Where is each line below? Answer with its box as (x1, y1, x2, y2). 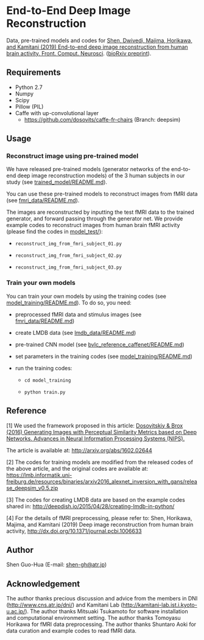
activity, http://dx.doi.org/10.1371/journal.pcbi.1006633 (6, 527, 142, 535)
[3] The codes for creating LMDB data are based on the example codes (6, 496, 186, 503)
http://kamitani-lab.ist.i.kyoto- (122, 601, 198, 609)
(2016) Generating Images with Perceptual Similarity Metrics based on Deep (6, 428, 197, 435)
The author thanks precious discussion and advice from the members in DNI (6, 595, 198, 602)
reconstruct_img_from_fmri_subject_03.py (15, 264, 122, 271)
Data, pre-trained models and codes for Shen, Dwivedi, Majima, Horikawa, (6, 37, 193, 44)
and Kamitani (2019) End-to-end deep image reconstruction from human (6, 43, 188, 51)
